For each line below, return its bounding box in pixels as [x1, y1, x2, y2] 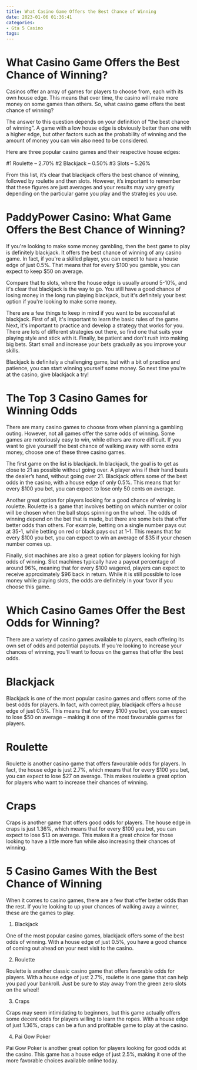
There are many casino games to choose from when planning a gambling [6, 423, 183, 430]
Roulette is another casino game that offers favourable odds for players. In [6, 760, 186, 767]
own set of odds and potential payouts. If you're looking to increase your [6, 642, 182, 649]
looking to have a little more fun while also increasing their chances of [6, 838, 176, 845]
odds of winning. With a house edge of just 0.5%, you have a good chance [6, 938, 187, 945]
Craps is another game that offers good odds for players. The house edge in [6, 819, 191, 826]
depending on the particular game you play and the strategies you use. [6, 190, 178, 197]
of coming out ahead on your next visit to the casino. [6, 944, 134, 952]
